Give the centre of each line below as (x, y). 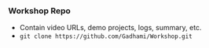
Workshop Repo (39, 11)
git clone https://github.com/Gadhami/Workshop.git (106, 36)
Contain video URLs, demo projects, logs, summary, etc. (110, 28)
